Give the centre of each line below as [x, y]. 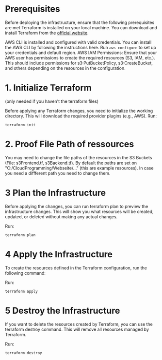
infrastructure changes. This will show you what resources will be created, [79, 211]
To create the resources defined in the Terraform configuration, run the [76, 268]
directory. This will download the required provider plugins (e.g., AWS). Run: [81, 116]
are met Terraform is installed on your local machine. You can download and [81, 27]
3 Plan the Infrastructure [55, 193]
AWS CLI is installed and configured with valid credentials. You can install [78, 42]
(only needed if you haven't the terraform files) [52, 101]
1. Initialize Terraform [49, 88]
